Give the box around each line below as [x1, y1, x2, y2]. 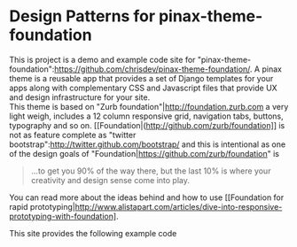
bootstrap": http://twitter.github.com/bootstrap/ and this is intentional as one [9, 139, 286, 150]
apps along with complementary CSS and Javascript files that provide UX [9, 82, 277, 93]
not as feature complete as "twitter [9, 129, 137, 140]
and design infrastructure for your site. [9, 91, 151, 103]
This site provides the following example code [9, 228, 177, 238]
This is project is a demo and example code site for [9, 54, 196, 65]
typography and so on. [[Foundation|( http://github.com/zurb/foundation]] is [9, 120, 285, 130]
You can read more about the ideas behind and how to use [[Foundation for [9, 192, 285, 203]
